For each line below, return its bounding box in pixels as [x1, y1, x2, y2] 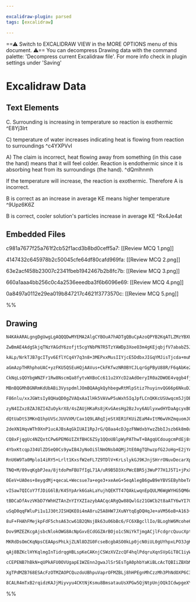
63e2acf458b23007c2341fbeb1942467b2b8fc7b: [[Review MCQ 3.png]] [6, 268, 180, 275]
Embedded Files [6, 229, 66, 239]
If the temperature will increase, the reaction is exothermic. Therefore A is [6, 177, 184, 184]
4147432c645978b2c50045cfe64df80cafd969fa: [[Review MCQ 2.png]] [6, 256, 181, 264]
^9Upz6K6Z [6, 201, 35, 208]
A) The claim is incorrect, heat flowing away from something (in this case [6, 153, 182, 160]
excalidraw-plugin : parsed [6, 13, 72, 19]
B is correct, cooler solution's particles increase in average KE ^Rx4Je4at [6, 212, 183, 220]
